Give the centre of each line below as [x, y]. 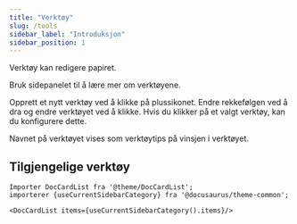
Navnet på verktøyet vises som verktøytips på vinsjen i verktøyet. [129, 138]
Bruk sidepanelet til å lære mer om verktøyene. [95, 85]
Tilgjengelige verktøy [70, 166]
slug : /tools [33, 26]
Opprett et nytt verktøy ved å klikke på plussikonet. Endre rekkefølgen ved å [148, 103]
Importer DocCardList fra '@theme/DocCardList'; [101, 187]
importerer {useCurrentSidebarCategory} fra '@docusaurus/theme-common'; [149, 195]
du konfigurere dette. [48, 121]
